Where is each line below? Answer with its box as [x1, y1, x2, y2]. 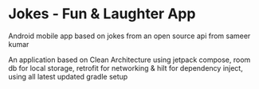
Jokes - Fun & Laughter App [8, 5, 196, 23]
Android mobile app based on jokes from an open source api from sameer [8, 31, 251, 41]
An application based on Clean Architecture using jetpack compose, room [8, 55, 251, 64]
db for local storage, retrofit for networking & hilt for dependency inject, [8, 63, 243, 72]
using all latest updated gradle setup [8, 72, 128, 81]
